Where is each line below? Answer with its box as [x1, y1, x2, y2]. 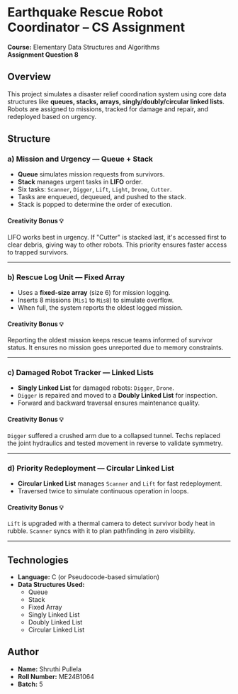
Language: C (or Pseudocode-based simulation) [17, 572, 160, 581]
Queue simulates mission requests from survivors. [17, 170, 165, 179]
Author [7, 646, 39, 658]
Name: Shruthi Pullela [17, 664, 81, 673]
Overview [7, 71, 52, 83]
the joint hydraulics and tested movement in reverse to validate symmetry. [7, 439, 223, 447]
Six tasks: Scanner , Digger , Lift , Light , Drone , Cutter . [17, 185, 172, 194]
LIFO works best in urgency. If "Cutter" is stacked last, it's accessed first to [7, 233, 227, 241]
